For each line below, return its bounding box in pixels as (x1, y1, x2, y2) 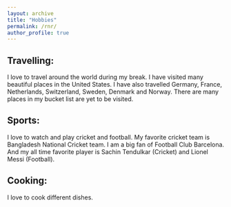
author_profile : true (7, 29, 70, 36)
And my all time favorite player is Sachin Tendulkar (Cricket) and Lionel (7, 147, 209, 155)
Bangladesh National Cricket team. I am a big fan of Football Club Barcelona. (7, 140, 225, 149)
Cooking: (7, 175, 48, 186)
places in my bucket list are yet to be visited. (7, 95, 134, 103)
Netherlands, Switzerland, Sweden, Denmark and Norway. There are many (7, 87, 219, 96)
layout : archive (7, 10, 54, 17)
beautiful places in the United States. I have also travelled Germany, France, (7, 80, 223, 89)
